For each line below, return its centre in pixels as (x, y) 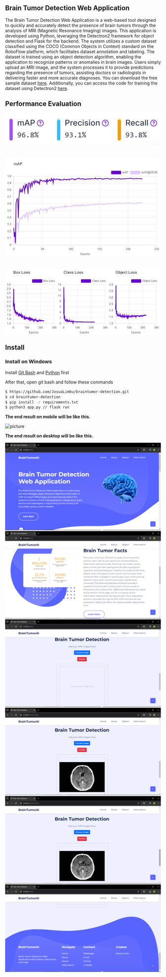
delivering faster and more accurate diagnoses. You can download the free (81, 78)
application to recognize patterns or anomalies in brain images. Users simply (83, 62)
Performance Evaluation (43, 104)
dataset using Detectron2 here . (37, 88)
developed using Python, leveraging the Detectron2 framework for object (80, 36)
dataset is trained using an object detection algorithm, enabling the (73, 57)
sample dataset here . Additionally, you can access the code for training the (82, 83)
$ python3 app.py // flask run (37, 407)
